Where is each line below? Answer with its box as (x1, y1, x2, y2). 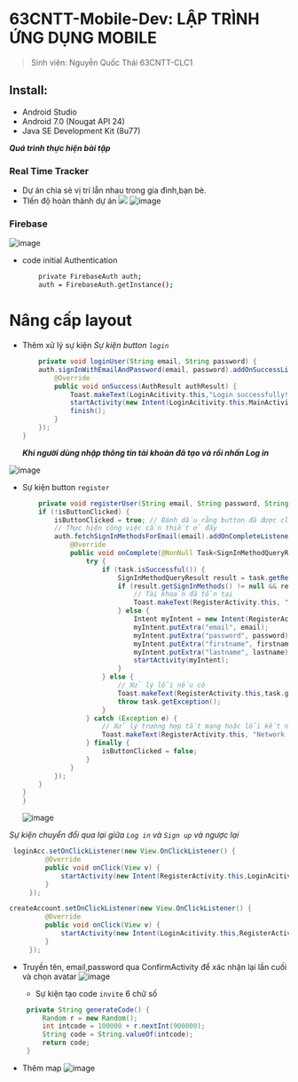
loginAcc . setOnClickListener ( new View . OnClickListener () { (12, 847, 237, 856)
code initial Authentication (21, 255, 118, 266)
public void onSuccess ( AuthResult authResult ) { (54, 382, 238, 391)
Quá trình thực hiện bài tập (9, 142, 111, 153)
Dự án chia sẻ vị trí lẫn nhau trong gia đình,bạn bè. (21, 185, 207, 195)
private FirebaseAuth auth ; (38, 272, 142, 282)
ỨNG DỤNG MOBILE (9, 28, 158, 48)
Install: (9, 83, 49, 98)
